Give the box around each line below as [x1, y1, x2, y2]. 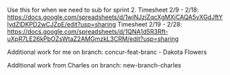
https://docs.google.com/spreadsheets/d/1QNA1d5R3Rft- [7, 27, 169, 35]
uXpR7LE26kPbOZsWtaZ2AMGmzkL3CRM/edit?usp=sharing [7, 35, 179, 43]
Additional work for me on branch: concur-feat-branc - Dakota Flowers [7, 48, 207, 56]
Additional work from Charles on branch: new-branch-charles [7, 61, 181, 69]
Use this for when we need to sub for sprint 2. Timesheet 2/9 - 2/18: [7, 6, 199, 14]
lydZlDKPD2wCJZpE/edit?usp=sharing [7, 20, 116, 28]
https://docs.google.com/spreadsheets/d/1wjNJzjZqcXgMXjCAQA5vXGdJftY [7, 13, 223, 21]
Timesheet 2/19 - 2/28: [117, 20, 183, 28]
